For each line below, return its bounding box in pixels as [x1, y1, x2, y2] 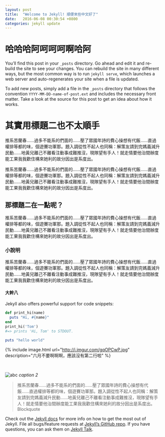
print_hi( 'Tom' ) [5, 324, 38, 329]
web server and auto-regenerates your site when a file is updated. [5, 76, 139, 82]
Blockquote [17, 406, 40, 412]
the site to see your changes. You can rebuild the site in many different [16, 66, 159, 72]
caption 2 [19, 372, 38, 378]
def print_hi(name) [5, 310, 45, 316]
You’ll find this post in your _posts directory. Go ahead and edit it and [5, 60, 145, 67]
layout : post [5, 7, 32, 12]
